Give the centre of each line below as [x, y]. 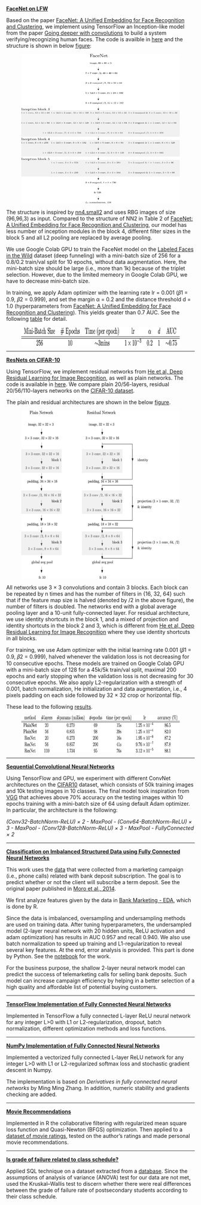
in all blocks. [22, 638]
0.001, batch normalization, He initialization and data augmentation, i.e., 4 [97, 689]
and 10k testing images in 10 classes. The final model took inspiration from [98, 791]
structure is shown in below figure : [49, 45]
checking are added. [32, 1094]
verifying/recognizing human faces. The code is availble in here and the [95, 39]
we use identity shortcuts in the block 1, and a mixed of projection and [92, 619]
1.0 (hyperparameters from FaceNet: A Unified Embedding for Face [89, 306]
